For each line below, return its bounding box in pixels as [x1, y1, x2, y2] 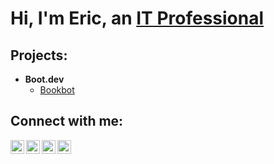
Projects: [10, 47, 68, 64]
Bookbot [39, 84, 75, 96]
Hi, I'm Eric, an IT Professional [10, 7, 265, 30]
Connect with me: [10, 113, 124, 130]
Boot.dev [24, 73, 65, 85]
